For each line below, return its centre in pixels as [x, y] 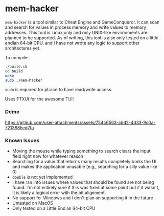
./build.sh [16, 67]
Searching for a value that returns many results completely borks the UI [84, 162]
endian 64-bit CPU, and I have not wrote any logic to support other [72, 43]
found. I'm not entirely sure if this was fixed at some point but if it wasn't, [86, 188]
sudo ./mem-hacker [24, 80]
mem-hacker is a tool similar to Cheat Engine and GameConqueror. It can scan [82, 22]
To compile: [17, 57]
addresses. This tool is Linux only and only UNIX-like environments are [76, 32]
